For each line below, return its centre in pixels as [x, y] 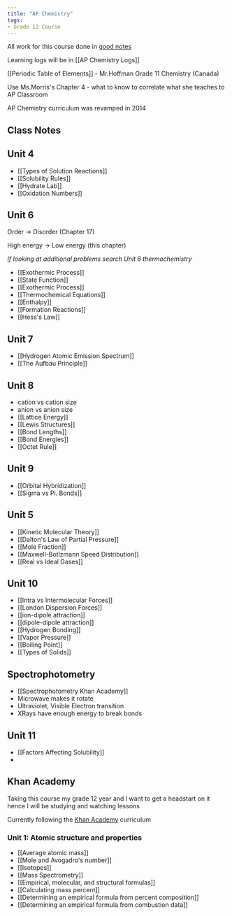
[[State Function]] [43, 280]
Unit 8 [21, 385]
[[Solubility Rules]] [44, 178]
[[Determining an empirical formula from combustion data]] [102, 905]
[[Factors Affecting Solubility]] [61, 752]
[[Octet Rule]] [37, 447]
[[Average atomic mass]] [53, 853]
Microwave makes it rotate [56, 699]
